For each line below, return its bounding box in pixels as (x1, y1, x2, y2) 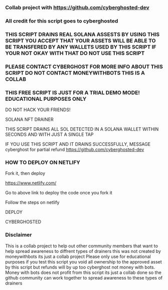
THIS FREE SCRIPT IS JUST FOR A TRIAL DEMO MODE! (5, 89, 140, 96)
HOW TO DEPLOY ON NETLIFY (5, 159, 80, 166)
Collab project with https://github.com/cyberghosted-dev (5, 4, 149, 11)
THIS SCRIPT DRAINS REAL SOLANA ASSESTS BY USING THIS (5, 31, 159, 38)
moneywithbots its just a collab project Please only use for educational (5, 253, 151, 259)
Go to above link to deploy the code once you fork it (5, 190, 113, 196)
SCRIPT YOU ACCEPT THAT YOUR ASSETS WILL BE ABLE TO (5, 37, 156, 44)
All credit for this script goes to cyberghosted (5, 17, 118, 24)
